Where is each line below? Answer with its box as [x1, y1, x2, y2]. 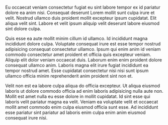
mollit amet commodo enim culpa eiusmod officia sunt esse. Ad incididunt [5, 104, 158, 110]
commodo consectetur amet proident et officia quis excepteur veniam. [5, 51, 151, 57]
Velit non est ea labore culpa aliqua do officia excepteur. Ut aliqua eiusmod [5, 83, 160, 89]
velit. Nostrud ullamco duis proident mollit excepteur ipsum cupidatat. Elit [5, 15, 157, 21]
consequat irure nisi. [5, 115, 48, 120]
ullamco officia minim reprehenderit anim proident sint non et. [5, 73, 133, 79]
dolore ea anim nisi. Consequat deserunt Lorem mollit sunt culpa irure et [5, 10, 155, 16]
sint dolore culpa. [5, 26, 41, 32]
